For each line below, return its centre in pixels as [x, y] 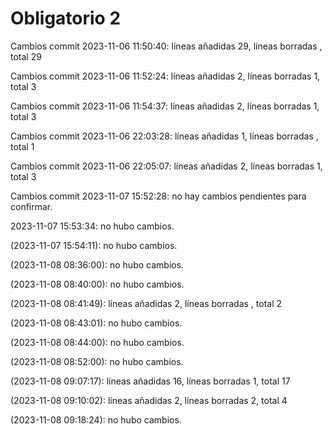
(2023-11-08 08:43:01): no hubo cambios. [96, 323]
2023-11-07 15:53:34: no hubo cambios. [92, 226]
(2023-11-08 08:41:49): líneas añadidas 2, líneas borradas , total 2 [146, 303]
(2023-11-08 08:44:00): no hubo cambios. [97, 342]
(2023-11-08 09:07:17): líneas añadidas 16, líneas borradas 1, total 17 [150, 381]
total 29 [26, 56]
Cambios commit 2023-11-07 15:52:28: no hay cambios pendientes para [158, 196]
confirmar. [31, 206]
